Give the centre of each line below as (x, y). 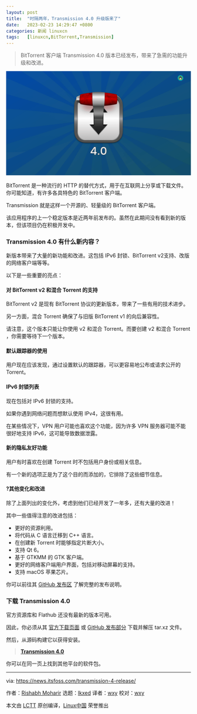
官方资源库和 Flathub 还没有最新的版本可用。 (60, 615)
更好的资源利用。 (35, 527)
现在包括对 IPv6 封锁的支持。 (41, 401)
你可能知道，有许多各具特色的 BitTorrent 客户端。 (66, 192)
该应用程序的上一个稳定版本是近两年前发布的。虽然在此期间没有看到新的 (93, 218)
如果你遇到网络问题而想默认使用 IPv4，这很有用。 (66, 413)
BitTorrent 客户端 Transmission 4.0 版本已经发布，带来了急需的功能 (101, 55)
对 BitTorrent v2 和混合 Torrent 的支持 (52, 290)
